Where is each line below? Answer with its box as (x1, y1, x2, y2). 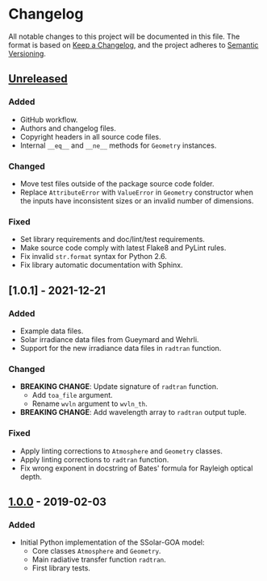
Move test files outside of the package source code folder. (19, 178, 215, 188)
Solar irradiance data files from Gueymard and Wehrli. (19, 334, 199, 344)
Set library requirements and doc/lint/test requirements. (19, 235, 206, 245)
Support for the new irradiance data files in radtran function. (19, 343, 222, 353)
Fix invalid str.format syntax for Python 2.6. (19, 252, 167, 261)
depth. (19, 471, 42, 481)
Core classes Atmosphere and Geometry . (31, 546, 161, 556)
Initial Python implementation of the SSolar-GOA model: (19, 537, 205, 547)
